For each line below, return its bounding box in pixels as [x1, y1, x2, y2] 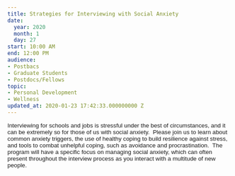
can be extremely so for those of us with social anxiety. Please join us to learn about [7, 128, 228, 136]
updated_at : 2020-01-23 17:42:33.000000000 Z [7, 102, 144, 110]
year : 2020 [13, 23, 46, 30]
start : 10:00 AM [7, 43, 55, 50]
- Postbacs [7, 63, 40, 70]
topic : [7, 83, 27, 90]
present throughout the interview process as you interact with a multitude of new [7, 155, 216, 163]
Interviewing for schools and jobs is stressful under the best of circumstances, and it [7, 122, 226, 129]
